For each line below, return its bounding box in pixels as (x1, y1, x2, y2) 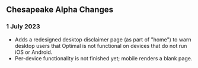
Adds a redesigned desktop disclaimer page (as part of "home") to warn (14, 35, 191, 43)
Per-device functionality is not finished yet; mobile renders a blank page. (14, 54, 193, 61)
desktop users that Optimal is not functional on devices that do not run (14, 42, 187, 49)
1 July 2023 (6, 22, 40, 31)
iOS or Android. (14, 48, 53, 56)
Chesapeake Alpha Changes (6, 5, 114, 15)
